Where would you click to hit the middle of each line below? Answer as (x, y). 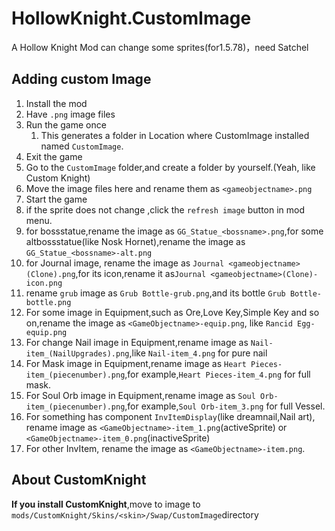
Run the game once (66, 124)
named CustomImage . (82, 146)
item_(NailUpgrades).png (77, 353)
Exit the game (54, 156)
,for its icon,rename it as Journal (141, 273)
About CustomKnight (79, 480)
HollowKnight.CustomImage (131, 18)
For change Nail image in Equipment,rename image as (137, 342)
